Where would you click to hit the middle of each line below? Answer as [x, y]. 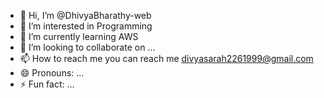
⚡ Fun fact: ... [47, 84]
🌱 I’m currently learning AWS [79, 36]
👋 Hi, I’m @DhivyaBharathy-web [85, 15]
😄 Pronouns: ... [52, 73]
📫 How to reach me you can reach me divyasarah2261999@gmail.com [166, 58]
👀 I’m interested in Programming [86, 26]
